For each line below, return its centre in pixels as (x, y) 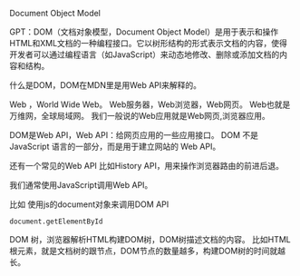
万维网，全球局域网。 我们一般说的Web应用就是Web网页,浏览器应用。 (140, 116)
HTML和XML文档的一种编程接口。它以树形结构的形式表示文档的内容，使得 (149, 43)
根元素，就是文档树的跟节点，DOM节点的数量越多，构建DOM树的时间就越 (147, 251)
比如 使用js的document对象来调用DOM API (89, 204)
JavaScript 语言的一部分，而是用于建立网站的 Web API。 (115, 146)
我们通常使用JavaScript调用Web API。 (81, 185)
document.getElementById (56, 222)
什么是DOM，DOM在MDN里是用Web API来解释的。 (106, 85)
